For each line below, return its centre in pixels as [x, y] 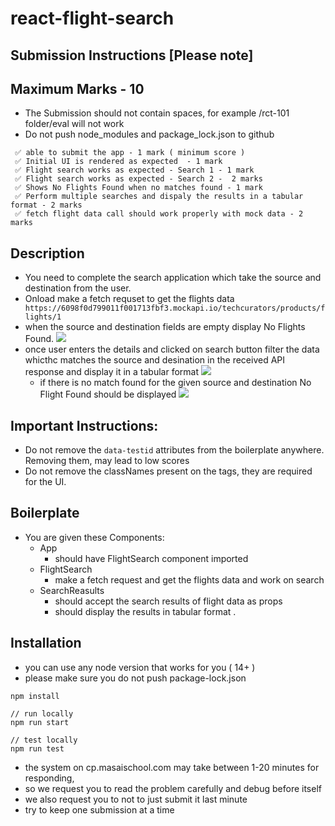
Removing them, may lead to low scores [107, 461]
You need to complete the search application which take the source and [173, 278]
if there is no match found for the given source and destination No [175, 383]
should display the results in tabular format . [145, 611]
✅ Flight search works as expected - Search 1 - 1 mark [134, 170]
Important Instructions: [84, 425]
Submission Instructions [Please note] [132, 55]
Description [47, 253]
